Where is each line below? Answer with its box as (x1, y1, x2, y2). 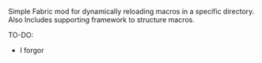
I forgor (19, 46, 44, 54)
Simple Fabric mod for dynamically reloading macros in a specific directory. (8, 7, 255, 16)
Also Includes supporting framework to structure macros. (8, 15, 196, 24)
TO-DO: (8, 31, 34, 39)
